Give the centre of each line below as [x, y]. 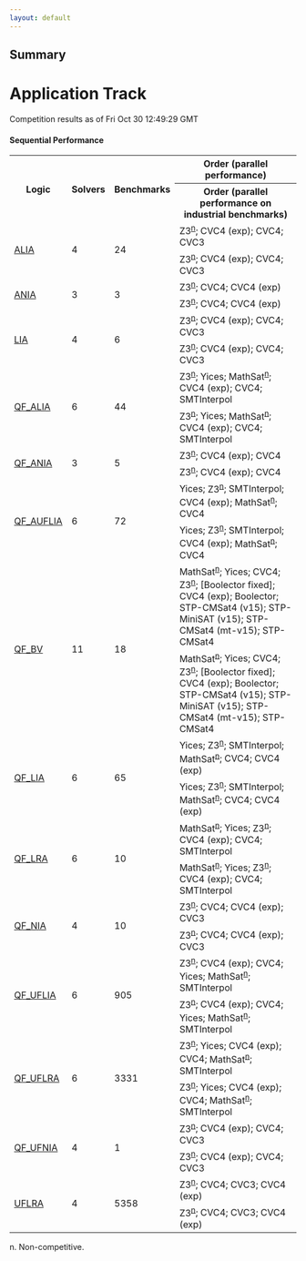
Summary [38, 55]
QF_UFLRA [37, 1078]
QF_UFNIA [36, 1147]
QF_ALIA [32, 407]
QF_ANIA [33, 463]
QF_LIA [30, 778]
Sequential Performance [57, 140]
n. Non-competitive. [47, 1246]
